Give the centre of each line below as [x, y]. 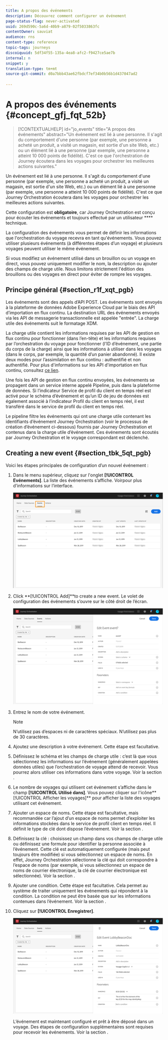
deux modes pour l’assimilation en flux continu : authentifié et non [73, 359]
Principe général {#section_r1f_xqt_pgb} [70, 290]
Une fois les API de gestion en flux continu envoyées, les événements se [80, 380]
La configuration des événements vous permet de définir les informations [81, 232]
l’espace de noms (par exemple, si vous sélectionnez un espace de [82, 865]
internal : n [18, 58]
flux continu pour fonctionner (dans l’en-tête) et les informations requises [81, 338]
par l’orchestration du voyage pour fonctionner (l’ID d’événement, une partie [84, 343]
